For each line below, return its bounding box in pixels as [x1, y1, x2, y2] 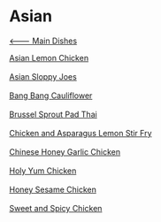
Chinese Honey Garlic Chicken [9, 146, 121, 157]
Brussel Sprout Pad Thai [9, 109, 97, 119]
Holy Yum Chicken [9, 165, 77, 176]
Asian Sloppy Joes [9, 71, 77, 81]
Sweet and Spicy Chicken [9, 203, 103, 213]
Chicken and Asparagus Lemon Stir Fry [9, 127, 152, 138]
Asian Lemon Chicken [9, 52, 89, 63]
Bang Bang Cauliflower [9, 90, 93, 101]
